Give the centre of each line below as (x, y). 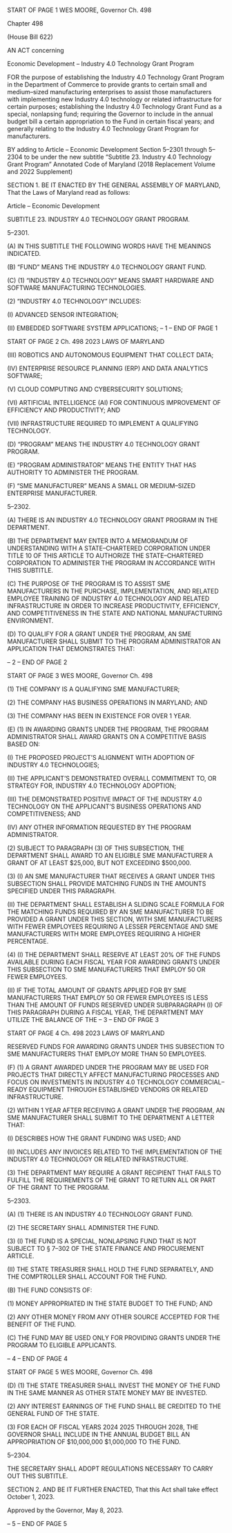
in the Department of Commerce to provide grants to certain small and (107, 85)
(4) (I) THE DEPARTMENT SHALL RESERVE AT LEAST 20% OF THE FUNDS (114, 955)
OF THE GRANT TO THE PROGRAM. (58, 1187)
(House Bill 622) (30, 37)
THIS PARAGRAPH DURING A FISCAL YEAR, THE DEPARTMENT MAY (105, 1012)
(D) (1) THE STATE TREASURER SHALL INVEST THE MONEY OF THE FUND (114, 1385)
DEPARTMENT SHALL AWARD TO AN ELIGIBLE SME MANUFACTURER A (110, 855)
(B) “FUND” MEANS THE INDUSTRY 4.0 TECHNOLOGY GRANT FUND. (107, 267)
